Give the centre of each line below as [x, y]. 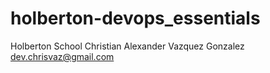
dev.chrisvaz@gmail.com [62, 56]
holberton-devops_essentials [135, 18]
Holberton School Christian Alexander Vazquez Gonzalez [127, 46]
